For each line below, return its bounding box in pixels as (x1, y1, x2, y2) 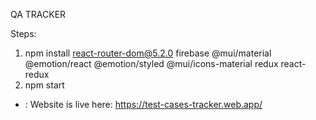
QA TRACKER (10, 9, 67, 20)
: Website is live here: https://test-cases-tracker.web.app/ (24, 99, 263, 110)
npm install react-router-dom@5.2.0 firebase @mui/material (24, 47, 272, 59)
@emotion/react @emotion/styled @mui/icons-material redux (24, 58, 279, 69)
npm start (24, 79, 65, 91)
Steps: (10, 28, 37, 39)
